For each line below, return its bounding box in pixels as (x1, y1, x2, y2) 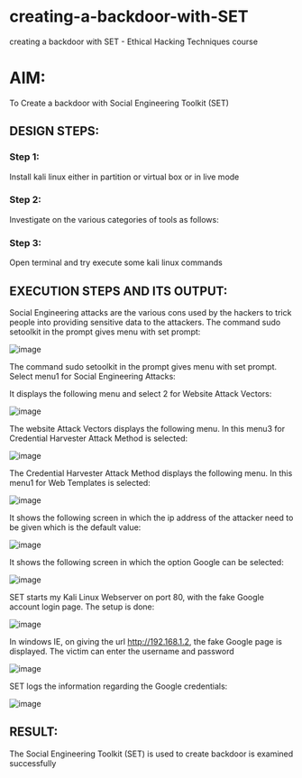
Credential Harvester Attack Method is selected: (9, 433, 188, 444)
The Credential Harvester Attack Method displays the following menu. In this (9, 467, 293, 479)
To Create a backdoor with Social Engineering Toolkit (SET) (9, 97, 230, 108)
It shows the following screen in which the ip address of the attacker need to (9, 512, 294, 523)
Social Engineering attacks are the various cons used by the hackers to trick (9, 307, 292, 317)
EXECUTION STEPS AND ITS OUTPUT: (9, 283, 228, 298)
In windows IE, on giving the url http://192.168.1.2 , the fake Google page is (9, 636, 282, 646)
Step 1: (9, 151, 40, 163)
